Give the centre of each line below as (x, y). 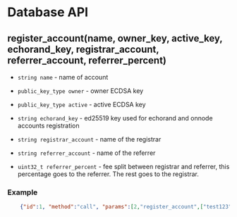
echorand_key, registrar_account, (83, 49)
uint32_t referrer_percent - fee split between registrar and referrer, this (123, 167)
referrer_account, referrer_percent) (87, 60)
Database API (48, 12)
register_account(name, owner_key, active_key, (115, 38)
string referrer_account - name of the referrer (86, 153)
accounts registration (48, 125)
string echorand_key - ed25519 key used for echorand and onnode (115, 118)
